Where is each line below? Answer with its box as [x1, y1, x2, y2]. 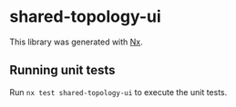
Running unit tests [9, 63, 116, 78]
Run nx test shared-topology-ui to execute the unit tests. [9, 86, 228, 97]
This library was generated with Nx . [9, 36, 143, 47]
